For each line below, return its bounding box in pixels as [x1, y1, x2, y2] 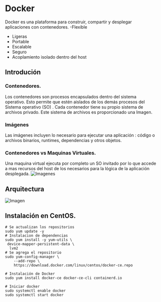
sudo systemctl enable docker [5, 288, 66, 293]
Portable [12, 38, 29, 44]
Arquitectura [5, 185, 44, 193]
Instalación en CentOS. [5, 212, 76, 220]
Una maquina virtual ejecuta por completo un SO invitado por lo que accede [5, 160, 156, 166]
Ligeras [12, 33, 28, 39]
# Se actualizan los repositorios [5, 224, 75, 229]
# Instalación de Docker [5, 271, 55, 276]
